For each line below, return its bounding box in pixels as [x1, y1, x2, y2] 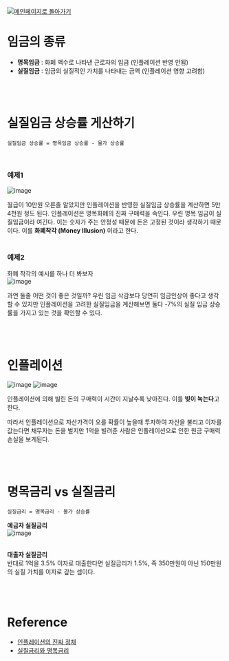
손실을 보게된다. [7, 435, 50, 443]
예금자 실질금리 [7, 521, 48, 529]
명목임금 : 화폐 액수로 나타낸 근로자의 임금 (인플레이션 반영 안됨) [17, 58, 189, 66]
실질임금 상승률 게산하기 [7, 116, 135, 131]
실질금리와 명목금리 [17, 647, 69, 655]
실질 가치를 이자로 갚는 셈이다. [14, 568, 96, 576]
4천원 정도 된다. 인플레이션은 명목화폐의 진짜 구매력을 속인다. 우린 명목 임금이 [7, 209, 215, 218]
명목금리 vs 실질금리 [7, 484, 116, 499]
